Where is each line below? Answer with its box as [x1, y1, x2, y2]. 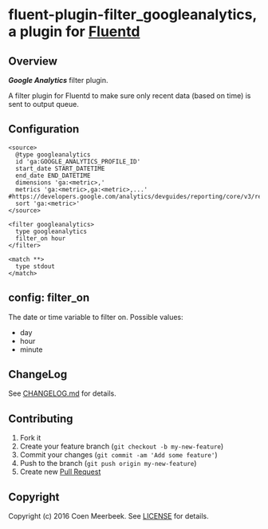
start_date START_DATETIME [15, 164, 105, 172]
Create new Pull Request [19, 467, 101, 476]
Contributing [8, 412, 73, 425]
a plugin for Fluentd [8, 22, 140, 41]
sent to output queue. [8, 100, 80, 109]
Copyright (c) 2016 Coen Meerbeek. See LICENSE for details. [8, 511, 209, 521]
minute [19, 345, 43, 354]
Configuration [8, 122, 80, 136]
